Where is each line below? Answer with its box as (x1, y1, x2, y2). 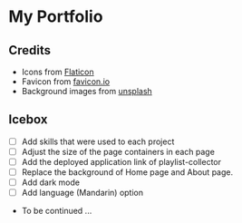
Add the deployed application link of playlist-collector (21, 156, 222, 167)
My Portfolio (8, 6, 103, 27)
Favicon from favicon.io (21, 76, 111, 87)
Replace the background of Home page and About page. (21, 167, 233, 178)
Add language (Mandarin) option (21, 188, 144, 199)
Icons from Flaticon (21, 66, 94, 77)
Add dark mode (21, 177, 81, 188)
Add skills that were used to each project (21, 136, 175, 147)
